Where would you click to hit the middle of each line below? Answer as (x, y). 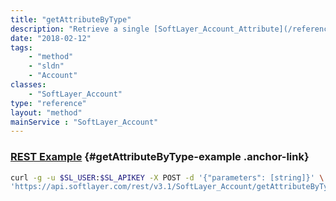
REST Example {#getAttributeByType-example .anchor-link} (160, 157)
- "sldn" (46, 66)
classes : (28, 85)
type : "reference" (48, 103)
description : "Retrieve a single (80, 29)
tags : (21, 47)
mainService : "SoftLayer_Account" (84, 122)
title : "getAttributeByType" (71, 19)
